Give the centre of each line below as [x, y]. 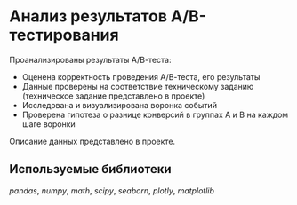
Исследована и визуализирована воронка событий [120, 105]
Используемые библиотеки [90, 169]
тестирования [64, 35]
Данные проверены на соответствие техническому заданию [138, 86]
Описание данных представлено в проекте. [92, 141]
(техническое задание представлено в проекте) [113, 96]
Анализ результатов [88, 16]
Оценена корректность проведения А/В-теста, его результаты [141, 76]
